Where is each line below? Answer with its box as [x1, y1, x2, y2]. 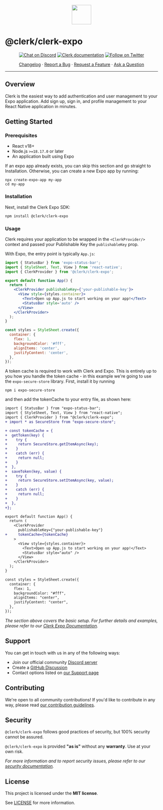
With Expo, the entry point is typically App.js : [5, 251, 96, 257]
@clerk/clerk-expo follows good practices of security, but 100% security [5, 729, 150, 735]
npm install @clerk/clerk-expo [5, 213, 68, 219]
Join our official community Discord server [12, 659, 98, 665]
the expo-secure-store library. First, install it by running [5, 378, 115, 384]
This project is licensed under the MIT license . [5, 791, 98, 796]
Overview [5, 80, 35, 89]
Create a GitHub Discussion [12, 664, 68, 670]
